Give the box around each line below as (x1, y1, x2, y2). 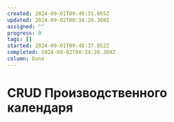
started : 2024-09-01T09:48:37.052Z (7, 42, 110, 49)
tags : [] (7, 36, 32, 43)
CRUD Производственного (7, 85, 168, 101)
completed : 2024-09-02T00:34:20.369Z (7, 49, 116, 56)
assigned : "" (7, 23, 45, 30)
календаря (7, 100, 74, 115)
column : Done (7, 55, 45, 62)
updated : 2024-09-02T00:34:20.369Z (7, 17, 110, 24)
